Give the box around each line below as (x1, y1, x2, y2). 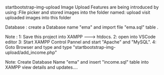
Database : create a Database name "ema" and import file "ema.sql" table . (5, 24, 159, 30)
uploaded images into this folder (5, 15, 72, 20)
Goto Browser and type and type (5, 44, 72, 50)
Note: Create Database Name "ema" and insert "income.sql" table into (5, 59, 149, 65)
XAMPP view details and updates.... (5, 64, 78, 70)
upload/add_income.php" (5, 49, 57, 55)
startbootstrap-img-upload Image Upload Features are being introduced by (5, 4, 159, 10)
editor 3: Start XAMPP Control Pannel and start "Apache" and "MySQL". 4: (5, 39, 157, 45)
